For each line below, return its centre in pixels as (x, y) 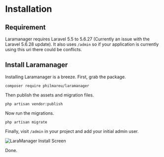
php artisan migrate (26, 122)
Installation (29, 9)
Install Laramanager (37, 65)
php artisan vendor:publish (34, 104)
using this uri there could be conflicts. (44, 49)
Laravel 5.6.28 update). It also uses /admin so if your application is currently (82, 44)
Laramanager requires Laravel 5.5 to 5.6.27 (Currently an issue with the (77, 39)
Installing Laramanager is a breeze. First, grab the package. (65, 77)
